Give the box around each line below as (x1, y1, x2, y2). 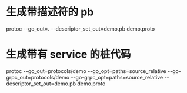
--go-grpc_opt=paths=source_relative (70, 74, 163, 81)
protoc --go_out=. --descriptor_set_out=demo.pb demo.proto (6, 25, 155, 32)
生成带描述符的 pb (6, 5, 94, 19)
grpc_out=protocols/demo (6, 74, 69, 81)
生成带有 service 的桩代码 (6, 48, 131, 61)
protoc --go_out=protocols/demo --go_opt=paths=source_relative (6, 67, 166, 74)
